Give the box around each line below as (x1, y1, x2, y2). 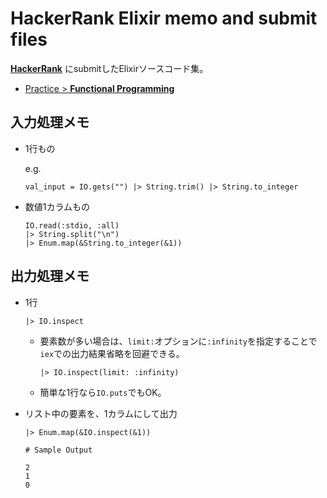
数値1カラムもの (24, 200, 91, 212)
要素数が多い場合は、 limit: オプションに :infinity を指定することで (39, 335, 318, 347)
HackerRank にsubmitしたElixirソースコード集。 (10, 62, 209, 74)
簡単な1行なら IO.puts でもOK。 (39, 386, 167, 398)
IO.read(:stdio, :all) (24, 220, 120, 231)
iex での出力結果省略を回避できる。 (39, 347, 185, 359)
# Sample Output (24, 445, 93, 455)
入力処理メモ (10, 114, 90, 131)
